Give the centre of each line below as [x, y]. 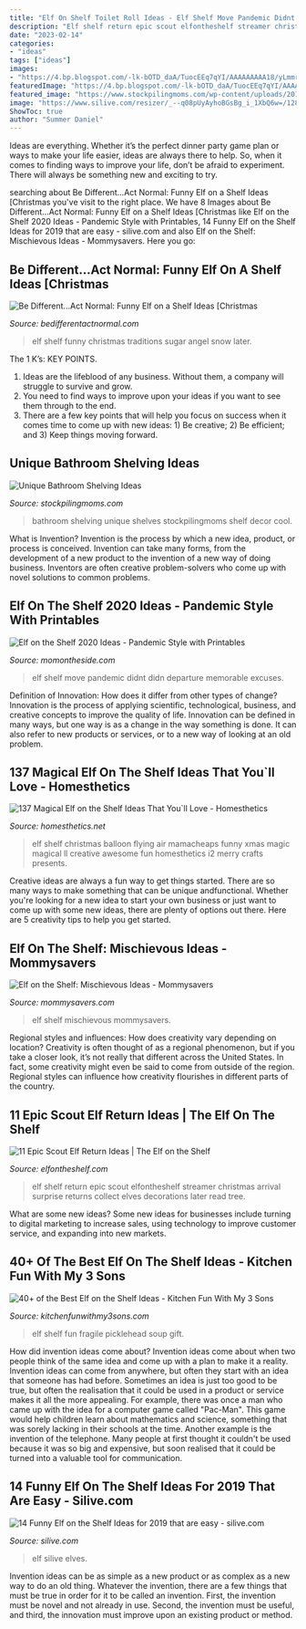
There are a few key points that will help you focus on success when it [154, 415]
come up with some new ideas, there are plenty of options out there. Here [148, 910]
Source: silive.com [44, 1540]
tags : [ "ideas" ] [40, 60]
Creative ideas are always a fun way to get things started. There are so [142, 881]
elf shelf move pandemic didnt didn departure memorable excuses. [158, 677]
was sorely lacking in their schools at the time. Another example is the [141, 1428]
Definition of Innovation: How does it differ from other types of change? [143, 695]
